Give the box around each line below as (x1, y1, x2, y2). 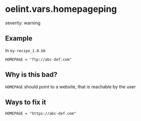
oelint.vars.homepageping (5, 3, 117, 15)
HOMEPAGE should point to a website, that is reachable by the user (5, 83, 136, 90)
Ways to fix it (5, 98, 46, 106)
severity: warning (5, 20, 41, 26)
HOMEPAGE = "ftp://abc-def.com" (5, 57, 72, 62)
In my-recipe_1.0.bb (5, 47, 46, 53)
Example (5, 34, 33, 43)
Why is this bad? (5, 70, 58, 79)
